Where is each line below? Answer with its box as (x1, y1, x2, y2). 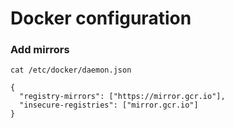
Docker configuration (10, 7, 192, 30)
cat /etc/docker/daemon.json (10, 65, 132, 76)
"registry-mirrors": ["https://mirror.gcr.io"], (19, 92, 226, 102)
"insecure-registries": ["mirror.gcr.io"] (19, 100, 199, 111)
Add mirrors (10, 43, 70, 57)
